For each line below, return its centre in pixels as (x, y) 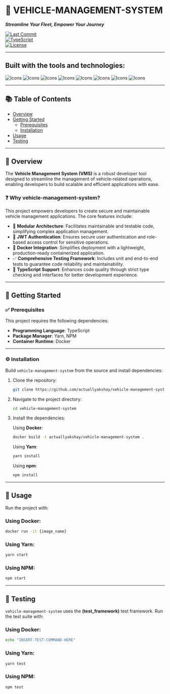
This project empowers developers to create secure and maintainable (78, 211)
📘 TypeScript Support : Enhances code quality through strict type (81, 269)
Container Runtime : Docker (41, 341)
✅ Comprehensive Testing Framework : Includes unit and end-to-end (85, 258)
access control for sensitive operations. (68, 242)
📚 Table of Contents (38, 99)
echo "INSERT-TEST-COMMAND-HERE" (40, 640)
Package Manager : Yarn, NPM (45, 336)
